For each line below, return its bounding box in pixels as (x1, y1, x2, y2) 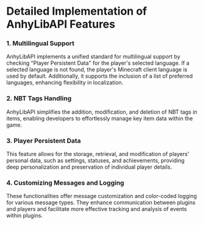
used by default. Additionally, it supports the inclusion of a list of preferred (6, 72, 193, 80)
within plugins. (6, 212, 43, 219)
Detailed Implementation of (6, 4, 148, 18)
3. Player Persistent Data (6, 136, 81, 145)
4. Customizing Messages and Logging (6, 179, 124, 187)
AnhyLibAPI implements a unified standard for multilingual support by (6, 53, 180, 61)
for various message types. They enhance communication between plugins (6, 199, 196, 206)
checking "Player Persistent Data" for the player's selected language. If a (6, 59, 190, 67)
